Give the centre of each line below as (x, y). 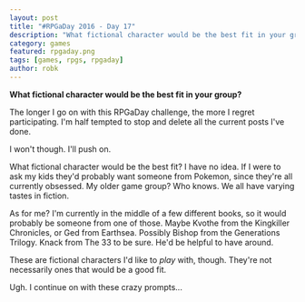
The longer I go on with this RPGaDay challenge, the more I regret (132, 112)
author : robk (34, 69)
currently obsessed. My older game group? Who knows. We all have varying (152, 186)
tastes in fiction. (39, 196)
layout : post (34, 18)
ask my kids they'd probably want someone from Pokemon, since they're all (151, 176)
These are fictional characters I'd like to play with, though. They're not (141, 259)
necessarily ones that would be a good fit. (88, 269)
